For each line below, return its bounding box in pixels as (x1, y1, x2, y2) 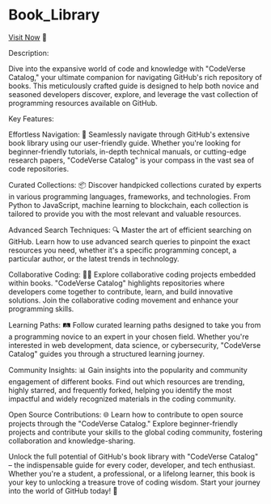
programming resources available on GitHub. (8, 98, 158, 108)
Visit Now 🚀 (8, 32, 47, 42)
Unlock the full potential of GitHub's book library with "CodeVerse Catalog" (8, 451, 259, 461)
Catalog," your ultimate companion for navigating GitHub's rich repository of (8, 72, 263, 82)
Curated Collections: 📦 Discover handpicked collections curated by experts (8, 180, 262, 189)
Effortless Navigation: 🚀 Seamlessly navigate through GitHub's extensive (8, 129, 250, 139)
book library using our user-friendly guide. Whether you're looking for (8, 138, 241, 147)
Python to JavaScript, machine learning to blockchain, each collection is (8, 200, 249, 210)
